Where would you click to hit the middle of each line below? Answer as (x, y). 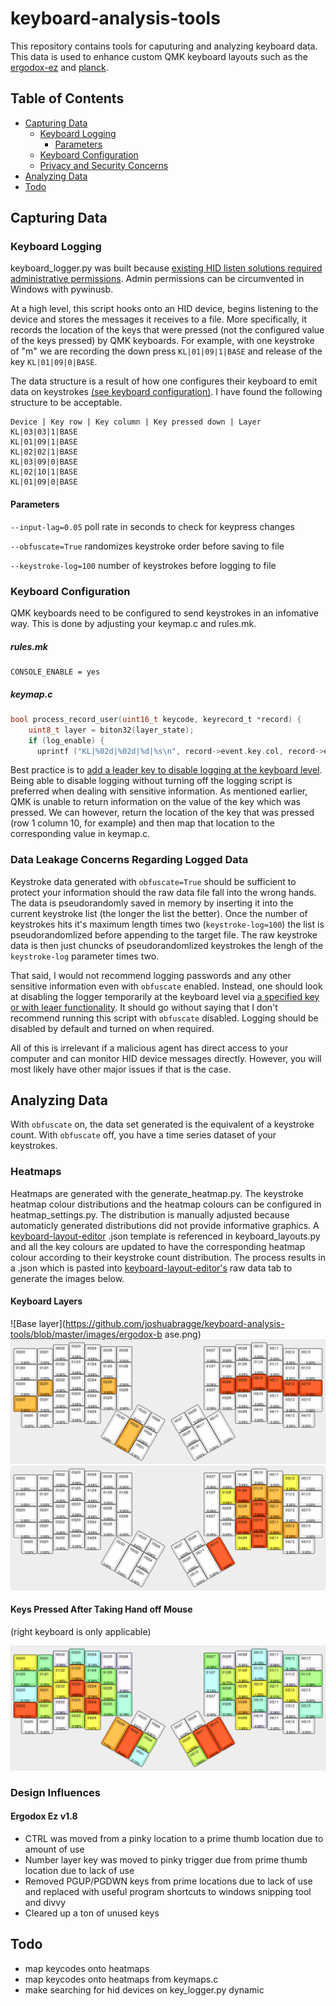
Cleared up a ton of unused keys (92, 1913)
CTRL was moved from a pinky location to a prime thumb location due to (174, 1838)
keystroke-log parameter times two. (85, 956)
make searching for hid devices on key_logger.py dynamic (144, 1989)
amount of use (54, 1849)
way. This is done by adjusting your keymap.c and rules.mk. (133, 623)
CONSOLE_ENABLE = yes (55, 672)
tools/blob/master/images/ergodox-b (86, 1334)
